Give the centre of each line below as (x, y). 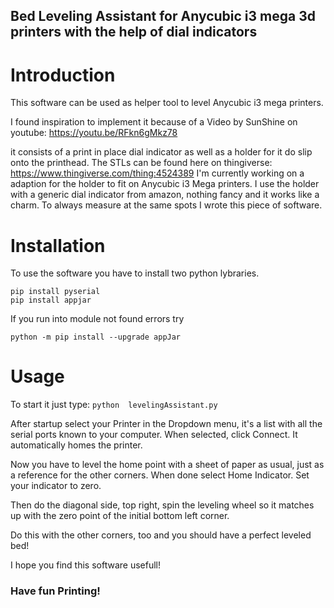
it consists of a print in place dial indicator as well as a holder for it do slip (161, 152)
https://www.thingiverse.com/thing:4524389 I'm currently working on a (157, 173)
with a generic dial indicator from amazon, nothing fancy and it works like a (165, 195)
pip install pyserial (55, 292)
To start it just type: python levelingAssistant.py (114, 405)
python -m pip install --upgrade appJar (96, 337)
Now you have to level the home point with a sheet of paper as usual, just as (167, 465)
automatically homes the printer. (76, 445)
